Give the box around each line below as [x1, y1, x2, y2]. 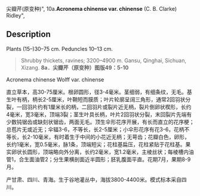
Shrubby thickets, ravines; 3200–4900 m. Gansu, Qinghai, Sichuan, [20, 56, 187, 64]
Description [6, 29, 51, 40]
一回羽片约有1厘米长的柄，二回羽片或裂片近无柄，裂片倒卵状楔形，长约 [16, 103, 192, 110]
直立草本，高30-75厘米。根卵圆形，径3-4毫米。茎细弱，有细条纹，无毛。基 [6, 88, 192, 95]
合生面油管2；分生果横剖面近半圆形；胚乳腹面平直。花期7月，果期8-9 [19, 155, 191, 163]
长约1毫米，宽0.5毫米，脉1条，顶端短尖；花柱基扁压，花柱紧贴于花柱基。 [6, 140, 186, 148]
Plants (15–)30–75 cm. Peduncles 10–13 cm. [6, 45, 113, 52]
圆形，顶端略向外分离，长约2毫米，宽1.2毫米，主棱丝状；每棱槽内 [26, 148, 189, 155]
